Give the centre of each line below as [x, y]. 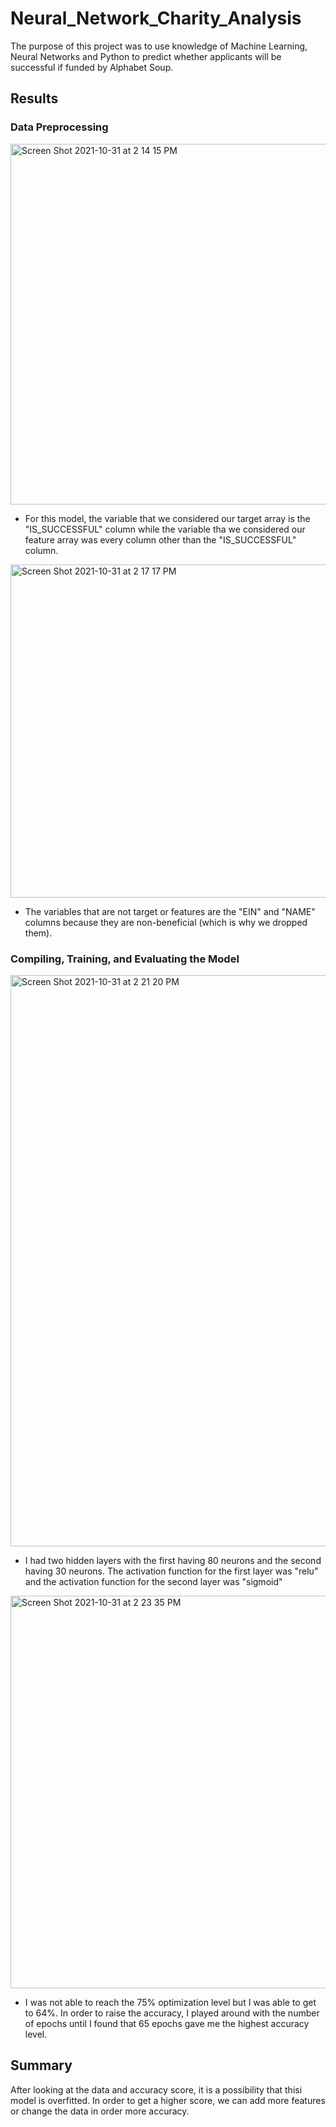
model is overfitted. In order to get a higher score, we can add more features [168, 2100]
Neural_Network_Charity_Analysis [156, 18]
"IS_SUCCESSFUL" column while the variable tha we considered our [165, 529]
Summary [41, 2065]
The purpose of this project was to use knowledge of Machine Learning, [159, 46]
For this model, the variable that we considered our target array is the [167, 518]
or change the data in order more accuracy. [100, 2111]
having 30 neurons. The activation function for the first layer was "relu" [171, 1571]
